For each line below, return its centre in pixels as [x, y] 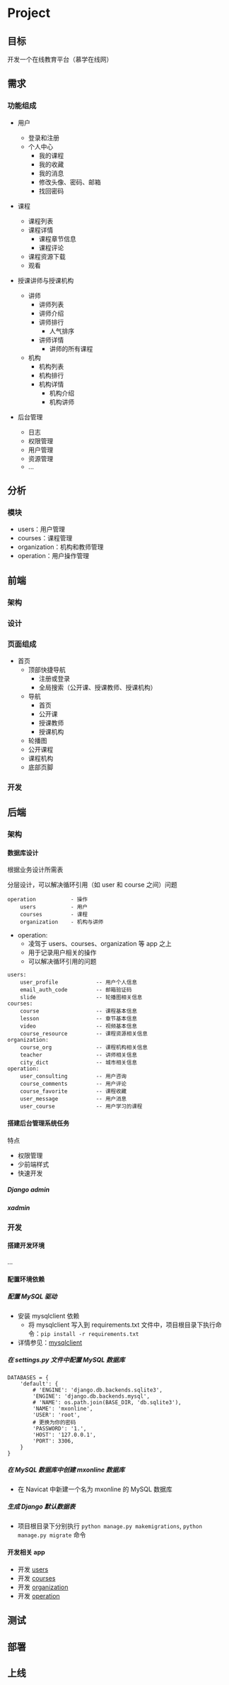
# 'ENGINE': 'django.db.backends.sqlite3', [98, 1390]
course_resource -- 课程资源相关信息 [84, 1034]
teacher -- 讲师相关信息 [79, 1055]
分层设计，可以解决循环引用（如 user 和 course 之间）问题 [93, 885]
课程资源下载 [47, 256]
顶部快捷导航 [47, 669]
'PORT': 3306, [53, 1441]
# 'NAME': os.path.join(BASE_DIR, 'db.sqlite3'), [107, 1402]
